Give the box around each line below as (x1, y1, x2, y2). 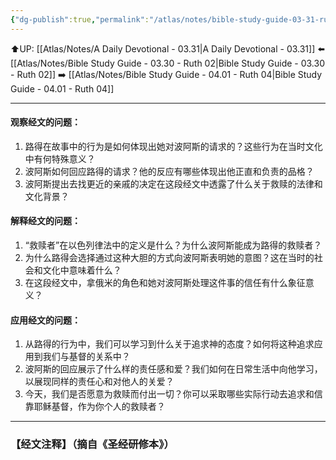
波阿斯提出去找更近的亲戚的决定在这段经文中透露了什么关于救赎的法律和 (24, 177, 323, 190)
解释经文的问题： (10, 215, 81, 227)
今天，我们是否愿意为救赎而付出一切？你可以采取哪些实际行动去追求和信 (24, 388, 323, 400)
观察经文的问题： (10, 116, 81, 128)
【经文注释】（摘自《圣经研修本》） (10, 437, 175, 451)
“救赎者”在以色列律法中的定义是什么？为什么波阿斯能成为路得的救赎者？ (24, 239, 323, 251)
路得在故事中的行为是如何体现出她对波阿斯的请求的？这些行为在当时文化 (24, 140, 323, 152)
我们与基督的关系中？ (42, 351, 131, 363)
